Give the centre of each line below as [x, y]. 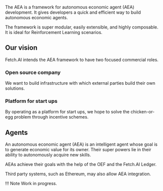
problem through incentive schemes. [51, 117]
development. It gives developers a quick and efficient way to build [73, 12]
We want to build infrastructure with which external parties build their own [80, 83]
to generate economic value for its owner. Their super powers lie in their [78, 150]
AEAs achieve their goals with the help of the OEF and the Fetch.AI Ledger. [81, 164]
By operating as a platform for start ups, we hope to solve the [67, 112]
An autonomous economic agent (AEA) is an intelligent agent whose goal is [81, 144]
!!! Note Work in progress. [31, 184]
